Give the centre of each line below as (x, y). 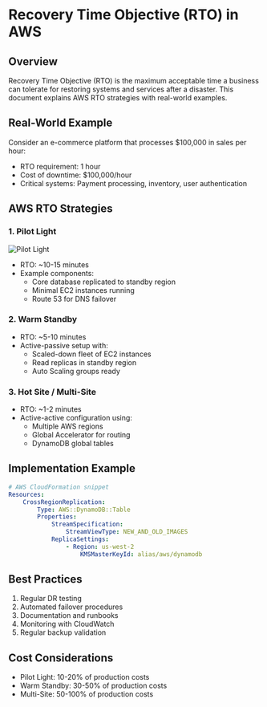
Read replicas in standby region (84, 362)
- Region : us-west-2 (100, 547)
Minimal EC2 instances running (83, 290)
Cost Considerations (61, 658)
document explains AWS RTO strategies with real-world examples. (118, 98)
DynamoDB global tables (73, 444)
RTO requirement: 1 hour (60, 166)
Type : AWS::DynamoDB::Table (84, 510)
